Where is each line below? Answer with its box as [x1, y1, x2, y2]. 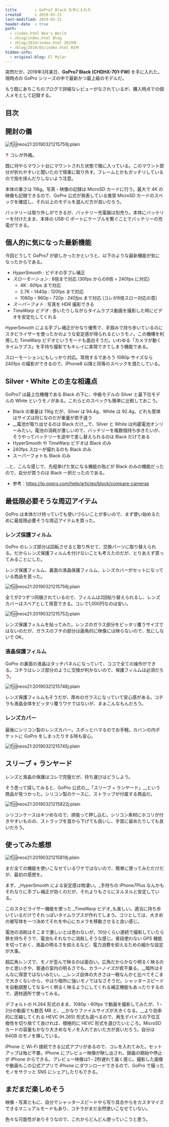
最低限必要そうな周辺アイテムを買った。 [14, 517, 98, 524]
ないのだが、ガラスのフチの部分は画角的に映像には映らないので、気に [9, 628, 155, 634]
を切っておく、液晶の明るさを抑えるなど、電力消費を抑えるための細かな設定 [5, 941, 164, 947]
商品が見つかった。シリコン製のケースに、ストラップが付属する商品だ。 [5, 791, 155, 797]
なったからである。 [5, 259, 45, 265]
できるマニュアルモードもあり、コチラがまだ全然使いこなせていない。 [5, 1106, 151, 1112]
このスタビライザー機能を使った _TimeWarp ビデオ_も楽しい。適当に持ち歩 [5, 905, 161, 912]
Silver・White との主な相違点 [5, 377, 97, 385]
